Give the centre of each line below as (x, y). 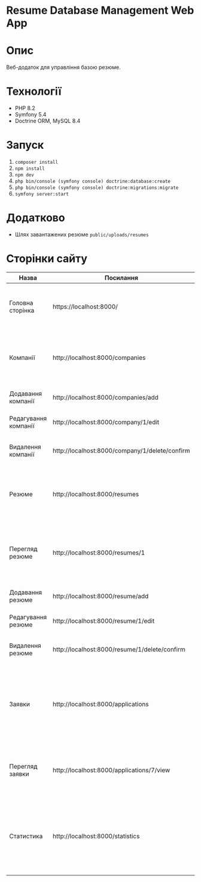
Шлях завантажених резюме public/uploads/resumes (82, 234)
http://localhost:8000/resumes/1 (99, 553)
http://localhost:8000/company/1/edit (106, 422)
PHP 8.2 (25, 108)
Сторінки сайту (47, 259)
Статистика (26, 836)
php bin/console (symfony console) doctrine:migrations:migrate (97, 188)
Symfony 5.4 (31, 115)
